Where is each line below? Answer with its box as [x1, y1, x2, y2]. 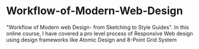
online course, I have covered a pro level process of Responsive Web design [6, 30, 193, 37]
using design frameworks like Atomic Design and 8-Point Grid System [6, 36, 177, 43]
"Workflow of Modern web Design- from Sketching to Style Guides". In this [6, 24, 189, 31]
